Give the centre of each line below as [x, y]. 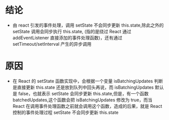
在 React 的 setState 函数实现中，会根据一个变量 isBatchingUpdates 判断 [88, 81]
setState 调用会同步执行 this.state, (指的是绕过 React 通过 [72, 31]
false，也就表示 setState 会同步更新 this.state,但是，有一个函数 [83, 93]
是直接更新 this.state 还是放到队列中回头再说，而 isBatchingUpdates [83, 87]
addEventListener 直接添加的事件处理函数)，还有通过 [67, 38]
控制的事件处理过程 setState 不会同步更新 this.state [66, 112]
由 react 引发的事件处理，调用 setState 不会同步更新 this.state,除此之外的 [88, 25]
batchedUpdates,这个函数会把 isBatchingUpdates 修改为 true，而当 [82, 100]
